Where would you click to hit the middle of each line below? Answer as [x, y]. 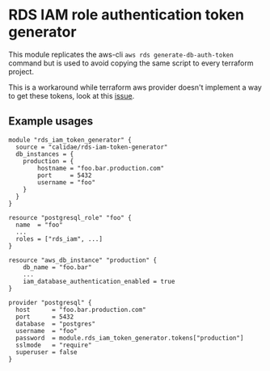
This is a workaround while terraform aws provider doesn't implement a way [135, 87]
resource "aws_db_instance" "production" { [83, 260]
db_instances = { [45, 154]
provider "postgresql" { [50, 302]
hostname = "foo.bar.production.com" [101, 168]
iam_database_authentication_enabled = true [99, 281]
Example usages [51, 122]
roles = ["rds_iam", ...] [59, 239]
